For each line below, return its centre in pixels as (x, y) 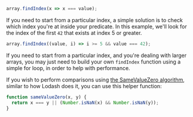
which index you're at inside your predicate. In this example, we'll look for (96, 26)
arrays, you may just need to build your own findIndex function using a (94, 61)
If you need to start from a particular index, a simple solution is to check (95, 20)
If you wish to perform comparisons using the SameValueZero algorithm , (96, 79)
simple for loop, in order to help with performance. (68, 68)
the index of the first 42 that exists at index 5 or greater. (74, 32)
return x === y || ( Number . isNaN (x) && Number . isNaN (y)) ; (85, 103)
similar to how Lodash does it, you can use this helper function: (84, 86)
